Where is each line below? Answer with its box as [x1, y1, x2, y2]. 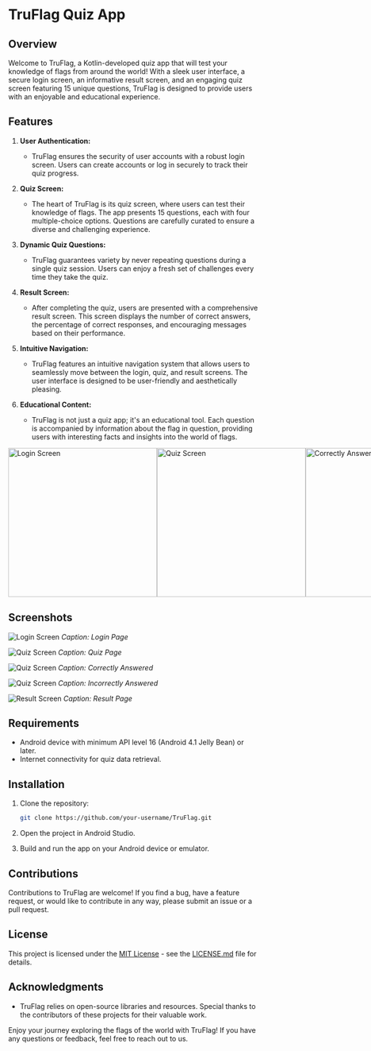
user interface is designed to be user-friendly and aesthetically [31, 376, 238, 385]
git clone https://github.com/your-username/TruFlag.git [19, 814, 212, 822]
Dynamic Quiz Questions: [19, 240, 106, 249]
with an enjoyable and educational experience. [8, 92, 161, 101]
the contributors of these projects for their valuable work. [19, 1010, 208, 1019]
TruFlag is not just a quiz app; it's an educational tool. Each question [31, 415, 255, 424]
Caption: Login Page [61, 632, 128, 641]
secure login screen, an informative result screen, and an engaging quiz [8, 75, 243, 84]
